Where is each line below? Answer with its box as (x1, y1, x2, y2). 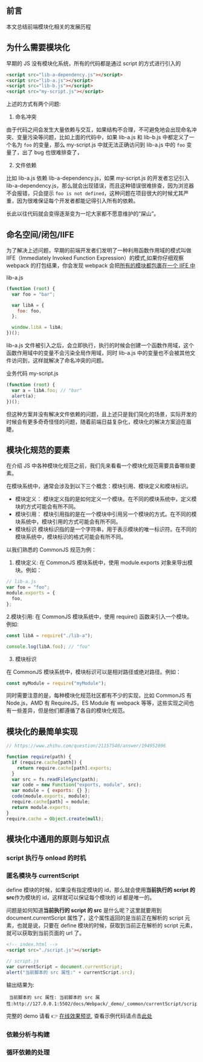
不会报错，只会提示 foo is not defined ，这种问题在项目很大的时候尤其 (6, 190, 184, 197)
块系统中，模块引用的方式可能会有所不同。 (14, 518, 121, 526)
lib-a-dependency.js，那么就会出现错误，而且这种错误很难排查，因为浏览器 (6, 182, 195, 190)
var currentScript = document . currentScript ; (6, 963, 123, 970)
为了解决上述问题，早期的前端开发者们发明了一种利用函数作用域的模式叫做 (6, 246, 192, 254)
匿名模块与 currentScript (6, 871, 80, 880)
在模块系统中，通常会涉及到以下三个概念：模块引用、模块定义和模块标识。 (6, 483, 192, 490)
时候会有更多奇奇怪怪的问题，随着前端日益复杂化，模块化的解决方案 (6, 418, 176, 425)
